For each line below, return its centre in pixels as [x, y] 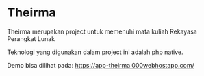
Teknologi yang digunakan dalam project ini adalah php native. [95, 52]
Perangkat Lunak [31, 38]
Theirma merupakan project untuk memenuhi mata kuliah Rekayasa [102, 31]
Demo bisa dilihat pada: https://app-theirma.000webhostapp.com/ [101, 65]
